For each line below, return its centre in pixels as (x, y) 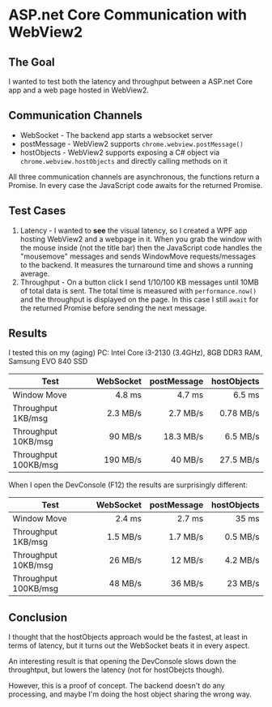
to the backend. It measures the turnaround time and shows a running (136, 264)
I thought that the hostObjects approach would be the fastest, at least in (128, 637)
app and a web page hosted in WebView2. (79, 90)
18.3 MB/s (183, 437)
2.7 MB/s (186, 413)
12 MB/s (187, 560)
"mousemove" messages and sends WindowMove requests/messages (138, 256)
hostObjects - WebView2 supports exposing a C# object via (120, 152)
